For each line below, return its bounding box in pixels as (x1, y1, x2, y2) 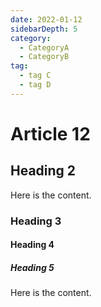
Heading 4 (10, 239, 55, 251)
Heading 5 (10, 261, 55, 273)
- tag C (19, 71, 52, 81)
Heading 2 (10, 162, 77, 180)
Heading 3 (10, 214, 62, 228)
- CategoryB (19, 52, 70, 62)
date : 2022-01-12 (10, 14, 83, 25)
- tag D (19, 80, 52, 90)
